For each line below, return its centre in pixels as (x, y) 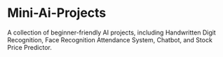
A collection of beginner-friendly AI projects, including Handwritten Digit (111, 32)
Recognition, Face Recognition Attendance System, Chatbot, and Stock (110, 39)
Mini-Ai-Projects (57, 13)
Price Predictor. (30, 47)
